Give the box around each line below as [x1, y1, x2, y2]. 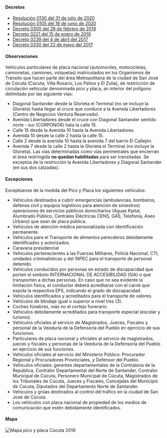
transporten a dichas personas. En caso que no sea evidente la [12, 277, 143, 283]
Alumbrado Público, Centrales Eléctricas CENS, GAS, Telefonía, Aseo [12, 213, 155, 219]
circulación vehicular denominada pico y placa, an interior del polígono [5, 86, 151, 92]
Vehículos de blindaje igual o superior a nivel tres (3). [12, 298, 123, 304]
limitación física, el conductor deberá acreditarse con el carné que [12, 282, 150, 288]
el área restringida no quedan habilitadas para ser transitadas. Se [12, 154, 149, 160]
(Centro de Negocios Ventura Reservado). [12, 111, 99, 117]
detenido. [12, 261, 33, 267]
